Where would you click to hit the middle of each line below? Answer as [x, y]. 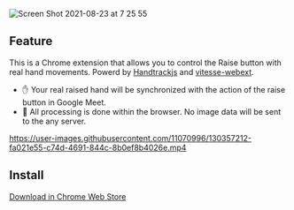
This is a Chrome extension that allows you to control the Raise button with [145, 63]
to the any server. [54, 121]
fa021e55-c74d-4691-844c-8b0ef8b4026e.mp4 [98, 147]
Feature [31, 41]
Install [27, 175]
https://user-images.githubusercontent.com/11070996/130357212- [131, 138]
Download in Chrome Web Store [68, 196]
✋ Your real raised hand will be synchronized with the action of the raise [154, 89]
